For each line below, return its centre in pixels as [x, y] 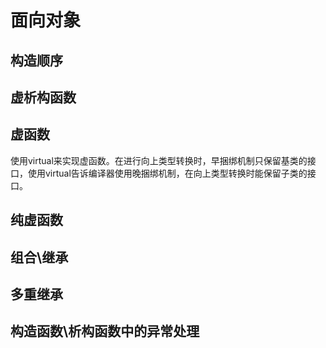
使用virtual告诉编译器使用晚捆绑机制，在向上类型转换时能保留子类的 [167, 173]
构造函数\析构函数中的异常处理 [105, 331]
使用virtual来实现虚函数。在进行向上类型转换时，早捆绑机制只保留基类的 [159, 160]
